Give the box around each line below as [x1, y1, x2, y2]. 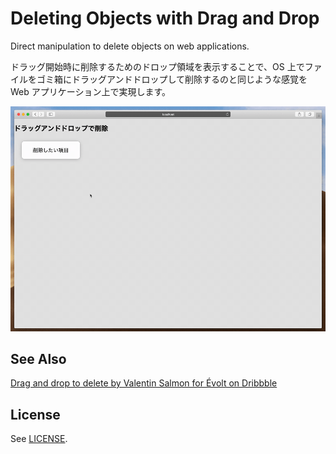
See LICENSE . [10, 433, 68, 445]
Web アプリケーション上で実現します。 [10, 85, 172, 97]
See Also [10, 350, 67, 367]
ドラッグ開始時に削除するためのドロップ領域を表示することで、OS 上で [10, 60, 305, 72]
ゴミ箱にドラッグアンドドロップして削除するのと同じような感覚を [36, 73, 308, 85]
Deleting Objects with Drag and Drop [10, 7, 320, 30]
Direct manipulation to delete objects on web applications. [10, 40, 250, 52]
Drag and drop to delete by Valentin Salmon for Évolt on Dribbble [10, 377, 278, 389]
